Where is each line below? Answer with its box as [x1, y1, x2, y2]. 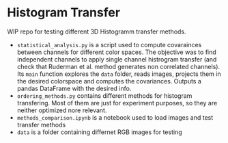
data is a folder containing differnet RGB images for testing [16, 128, 182, 136]
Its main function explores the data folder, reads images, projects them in [16, 70, 221, 78]
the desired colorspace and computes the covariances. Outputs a [16, 77, 201, 85]
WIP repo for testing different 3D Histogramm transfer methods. [7, 27, 186, 36]
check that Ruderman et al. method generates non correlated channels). [16, 62, 220, 70]
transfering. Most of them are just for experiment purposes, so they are [16, 99, 218, 107]
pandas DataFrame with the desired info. [16, 84, 132, 92]
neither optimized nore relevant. [16, 106, 107, 114]
